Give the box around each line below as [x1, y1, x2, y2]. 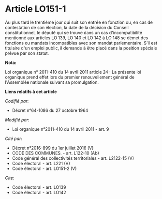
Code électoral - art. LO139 [12, 184, 66, 190]
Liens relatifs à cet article [5, 89, 57, 94]
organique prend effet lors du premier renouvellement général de [5, 74, 134, 80]
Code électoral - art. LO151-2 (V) [12, 166, 77, 171]
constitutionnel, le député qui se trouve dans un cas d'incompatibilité [5, 30, 143, 35]
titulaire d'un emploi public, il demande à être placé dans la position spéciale [5, 45, 157, 51]
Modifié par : [5, 117, 30, 122]
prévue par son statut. [5, 50, 49, 56]
